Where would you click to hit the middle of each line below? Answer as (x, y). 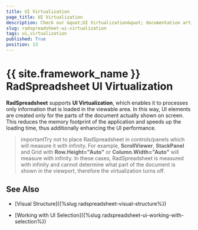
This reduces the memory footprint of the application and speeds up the (94, 121)
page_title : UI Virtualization (44, 17)
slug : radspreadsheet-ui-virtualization (57, 28)
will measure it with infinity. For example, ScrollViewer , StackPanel (102, 145)
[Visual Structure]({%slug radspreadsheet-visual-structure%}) (90, 203)
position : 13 (22, 45)
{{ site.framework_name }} (73, 74)
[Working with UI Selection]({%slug (58, 215)
